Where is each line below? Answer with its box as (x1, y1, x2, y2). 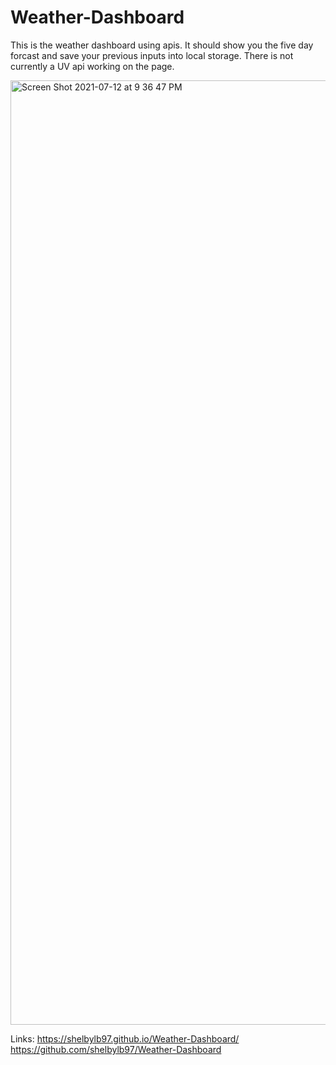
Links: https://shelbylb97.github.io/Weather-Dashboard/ (10, 1032, 240, 1045)
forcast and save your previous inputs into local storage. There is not (10, 49, 294, 61)
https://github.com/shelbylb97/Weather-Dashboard (10, 1043, 222, 1055)
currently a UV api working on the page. (10, 60, 175, 72)
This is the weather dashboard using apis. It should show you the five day (10, 39, 314, 51)
